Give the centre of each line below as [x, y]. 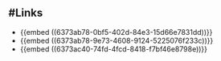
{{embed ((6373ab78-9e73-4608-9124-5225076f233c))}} [117, 40]
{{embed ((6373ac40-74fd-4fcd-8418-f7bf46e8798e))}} [113, 49]
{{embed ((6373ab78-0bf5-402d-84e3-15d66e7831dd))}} [116, 32]
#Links [26, 13]
